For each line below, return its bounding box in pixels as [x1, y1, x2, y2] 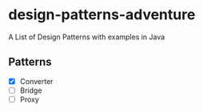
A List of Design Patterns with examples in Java [8, 32, 165, 42]
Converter [19, 76, 54, 86]
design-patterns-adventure [8, 6, 196, 24]
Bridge [19, 86, 42, 95]
